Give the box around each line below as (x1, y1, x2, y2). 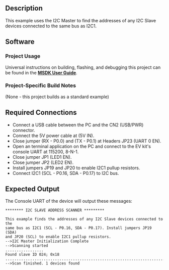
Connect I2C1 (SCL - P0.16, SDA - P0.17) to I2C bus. (12, 170, 119, 176)
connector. (12, 127, 35, 133)
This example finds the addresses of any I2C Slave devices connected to (5, 217, 163, 222)
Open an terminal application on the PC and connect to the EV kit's (12, 143, 151, 149)
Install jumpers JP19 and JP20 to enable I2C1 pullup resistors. (12, 164, 140, 171)
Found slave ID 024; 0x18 (5, 252, 59, 257)
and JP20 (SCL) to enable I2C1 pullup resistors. (5, 235, 112, 240)
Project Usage (5, 53, 41, 60)
